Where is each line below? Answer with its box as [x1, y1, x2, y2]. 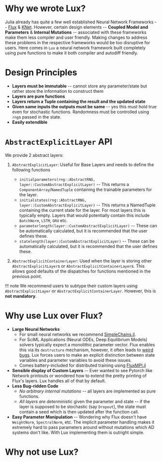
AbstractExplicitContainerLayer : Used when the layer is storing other [12, 258, 152, 264]
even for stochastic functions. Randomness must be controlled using [12, 109, 149, 115]
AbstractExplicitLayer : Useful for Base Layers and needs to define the [12, 161, 154, 168]
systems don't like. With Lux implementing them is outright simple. [12, 429, 145, 435]
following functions [12, 167, 51, 172]
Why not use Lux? [5, 446, 79, 457]
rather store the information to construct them [12, 88, 104, 94]
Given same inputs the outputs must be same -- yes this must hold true [12, 103, 157, 109]
